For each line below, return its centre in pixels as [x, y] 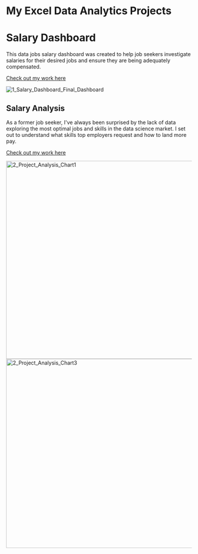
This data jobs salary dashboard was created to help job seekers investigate [98, 54]
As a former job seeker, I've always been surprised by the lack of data [91, 122]
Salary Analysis [36, 108]
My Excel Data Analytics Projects [89, 11]
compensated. [24, 67]
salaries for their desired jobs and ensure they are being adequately [88, 61]
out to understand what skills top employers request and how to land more [96, 135]
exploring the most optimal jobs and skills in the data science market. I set [96, 129]
